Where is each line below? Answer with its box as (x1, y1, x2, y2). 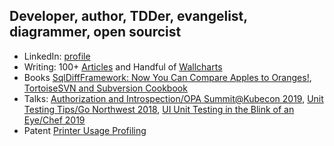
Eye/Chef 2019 (23, 114, 86, 126)
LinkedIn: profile (23, 50, 91, 62)
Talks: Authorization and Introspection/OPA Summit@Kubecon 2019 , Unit (23, 92, 324, 104)
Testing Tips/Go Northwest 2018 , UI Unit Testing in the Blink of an (23, 103, 295, 115)
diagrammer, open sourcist (9, 24, 182, 41)
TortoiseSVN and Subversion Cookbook (23, 82, 188, 94)
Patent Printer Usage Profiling (23, 124, 147, 136)
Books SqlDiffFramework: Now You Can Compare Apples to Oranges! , (23, 71, 312, 83)
